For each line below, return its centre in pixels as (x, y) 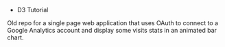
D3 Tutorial (33, 10)
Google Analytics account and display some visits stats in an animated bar (112, 30)
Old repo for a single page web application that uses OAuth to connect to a (113, 23)
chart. (15, 37)
